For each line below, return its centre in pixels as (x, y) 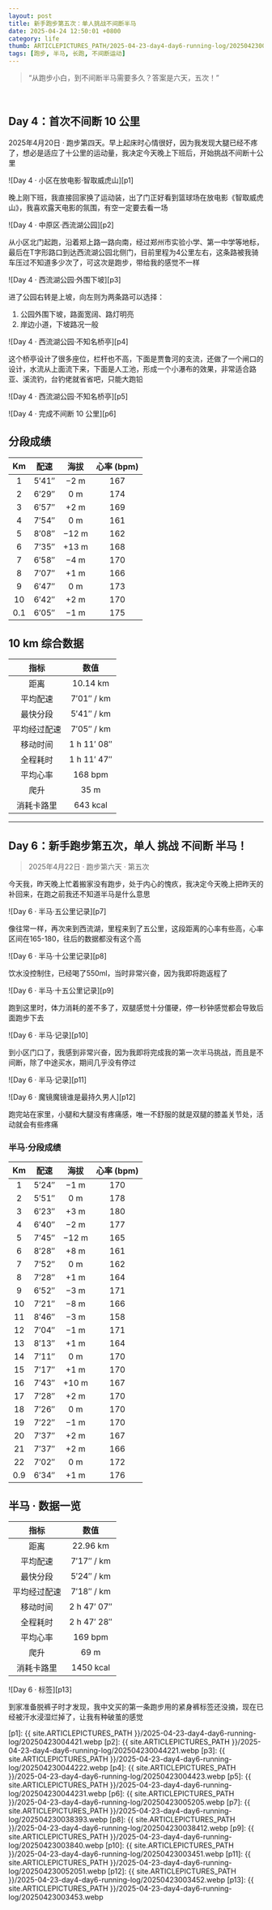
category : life (34, 39)
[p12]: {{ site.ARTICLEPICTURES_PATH (172, 1871)
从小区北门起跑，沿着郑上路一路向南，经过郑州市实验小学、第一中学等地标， (136, 242)
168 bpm (90, 774)
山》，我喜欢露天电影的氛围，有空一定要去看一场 (88, 207)
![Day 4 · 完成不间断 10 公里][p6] (62, 413)
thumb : (19, 46)
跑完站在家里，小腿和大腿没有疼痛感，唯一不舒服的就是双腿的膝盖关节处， (132, 1115)
